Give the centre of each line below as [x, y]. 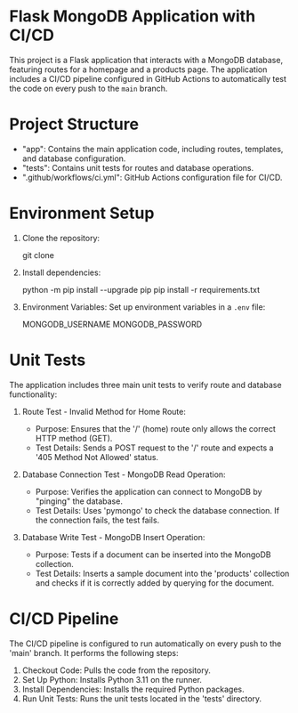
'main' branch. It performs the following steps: [94, 652]
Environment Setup [82, 213]
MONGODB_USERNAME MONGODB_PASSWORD [112, 324]
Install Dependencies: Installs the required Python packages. [133, 689]
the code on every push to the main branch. [89, 88]
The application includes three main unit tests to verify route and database [145, 385]
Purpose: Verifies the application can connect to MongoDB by [149, 491]
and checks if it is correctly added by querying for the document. [154, 583]
